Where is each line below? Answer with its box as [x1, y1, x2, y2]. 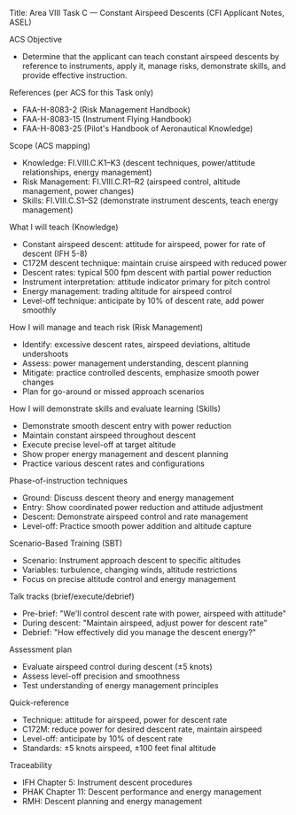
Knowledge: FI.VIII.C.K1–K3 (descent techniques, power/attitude [21, 158, 255, 167]
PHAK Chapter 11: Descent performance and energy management [21, 787, 262, 796]
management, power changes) [21, 186, 135, 196]
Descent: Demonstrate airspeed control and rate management [21, 511, 249, 522]
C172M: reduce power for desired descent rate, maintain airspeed [21, 724, 262, 734]
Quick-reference [9, 697, 69, 708]
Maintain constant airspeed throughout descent [21, 430, 197, 440]
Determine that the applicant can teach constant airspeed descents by [21, 51, 280, 61]
